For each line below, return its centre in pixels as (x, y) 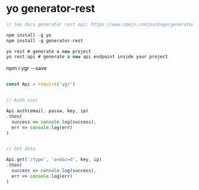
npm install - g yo (29, 35)
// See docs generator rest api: (47, 24)
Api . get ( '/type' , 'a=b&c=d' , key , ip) (54, 160)
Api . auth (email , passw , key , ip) (47, 111)
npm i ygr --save (27, 68)
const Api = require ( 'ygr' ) (41, 84)
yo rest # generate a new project (49, 51)
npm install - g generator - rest (45, 40)
